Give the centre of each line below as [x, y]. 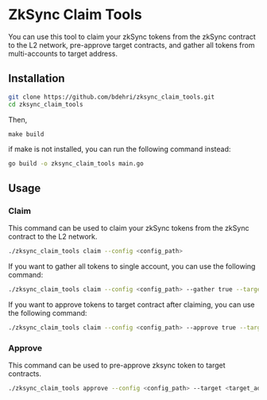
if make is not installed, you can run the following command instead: [120, 149]
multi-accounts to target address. [63, 53]
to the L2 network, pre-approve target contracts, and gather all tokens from [132, 45]
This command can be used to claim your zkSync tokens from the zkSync [129, 228]
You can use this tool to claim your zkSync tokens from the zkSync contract [132, 37]
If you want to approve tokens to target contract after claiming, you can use [132, 305]
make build [26, 134]
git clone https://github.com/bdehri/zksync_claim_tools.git [112, 97]
